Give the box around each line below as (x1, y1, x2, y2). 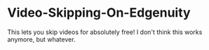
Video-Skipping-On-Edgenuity (7, 5, 191, 21)
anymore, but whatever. (7, 35, 76, 43)
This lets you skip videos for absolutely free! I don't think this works (7, 28, 203, 36)
